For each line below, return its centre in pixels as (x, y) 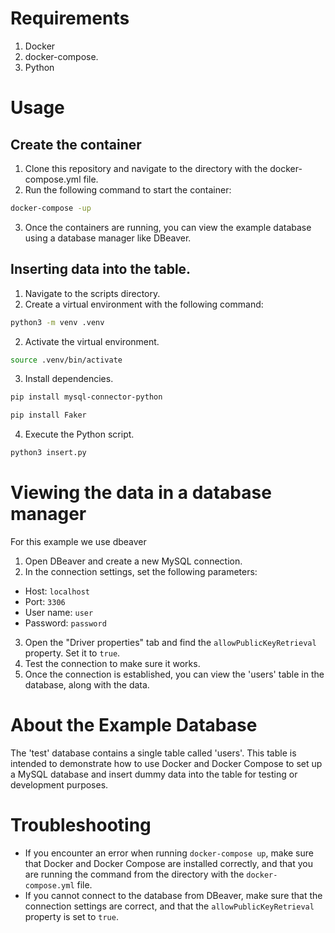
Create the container (76, 144)
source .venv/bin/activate (66, 360)
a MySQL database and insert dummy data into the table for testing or (154, 774)
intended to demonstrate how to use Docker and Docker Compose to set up (166, 763)
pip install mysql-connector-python (86, 397)
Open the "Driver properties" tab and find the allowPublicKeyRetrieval (170, 642)
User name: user (59, 612)
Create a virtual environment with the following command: (144, 304)
